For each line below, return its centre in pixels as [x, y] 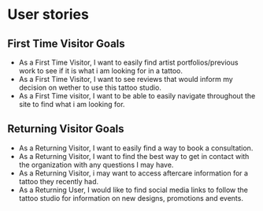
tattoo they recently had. [59, 181]
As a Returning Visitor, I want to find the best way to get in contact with [134, 156]
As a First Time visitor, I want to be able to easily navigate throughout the [137, 96]
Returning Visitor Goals [66, 129]
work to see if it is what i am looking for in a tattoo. [100, 71]
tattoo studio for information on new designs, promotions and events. [131, 198]
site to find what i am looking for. [72, 104]
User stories [48, 15]
